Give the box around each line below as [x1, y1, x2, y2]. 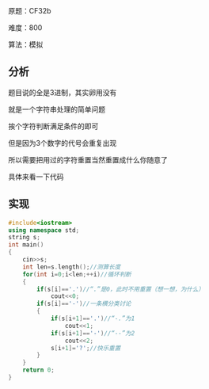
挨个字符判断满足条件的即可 [8, 121, 99, 131]
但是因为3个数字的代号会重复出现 [8, 138, 117, 147]
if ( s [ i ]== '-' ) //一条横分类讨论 [36, 299, 131, 308]
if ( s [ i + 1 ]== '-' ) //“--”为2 [50, 329, 135, 338]
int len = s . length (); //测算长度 [22, 263, 121, 271]
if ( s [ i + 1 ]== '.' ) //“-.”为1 [50, 315, 135, 322]
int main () [8, 241, 44, 249]
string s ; [8, 234, 41, 242]
